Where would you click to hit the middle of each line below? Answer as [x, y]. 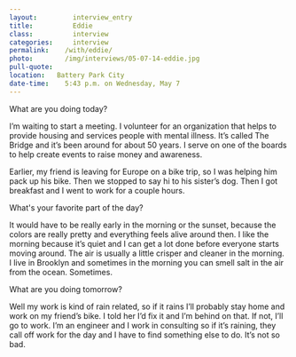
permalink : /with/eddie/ [61, 51]
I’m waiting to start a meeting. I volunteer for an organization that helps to [143, 126]
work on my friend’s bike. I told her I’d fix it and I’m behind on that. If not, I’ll [146, 315]
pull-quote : [31, 67]
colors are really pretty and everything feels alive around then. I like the [139, 234]
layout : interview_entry [71, 17]
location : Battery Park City [67, 75]
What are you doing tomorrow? [66, 289]
